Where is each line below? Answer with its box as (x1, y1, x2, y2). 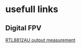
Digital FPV (5, 24, 42, 32)
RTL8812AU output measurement (5, 37, 76, 43)
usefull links (5, 4, 58, 15)
